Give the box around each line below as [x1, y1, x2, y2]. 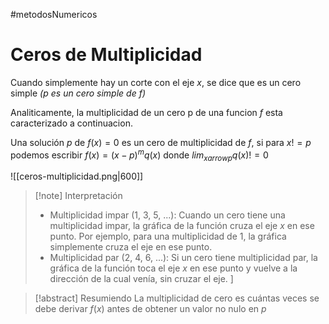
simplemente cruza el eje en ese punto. [49, 241, 213, 253]
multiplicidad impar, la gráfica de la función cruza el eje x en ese [49, 220, 315, 232]
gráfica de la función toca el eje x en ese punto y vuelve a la [49, 262, 298, 274]
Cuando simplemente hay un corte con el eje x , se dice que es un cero [10, 76, 302, 88]
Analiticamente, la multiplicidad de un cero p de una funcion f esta [10, 106, 283, 118]
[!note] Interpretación [34, 190, 123, 202]
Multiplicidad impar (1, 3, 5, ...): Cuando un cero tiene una [49, 209, 286, 221]
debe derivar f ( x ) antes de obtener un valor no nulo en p [34, 303, 267, 315]
